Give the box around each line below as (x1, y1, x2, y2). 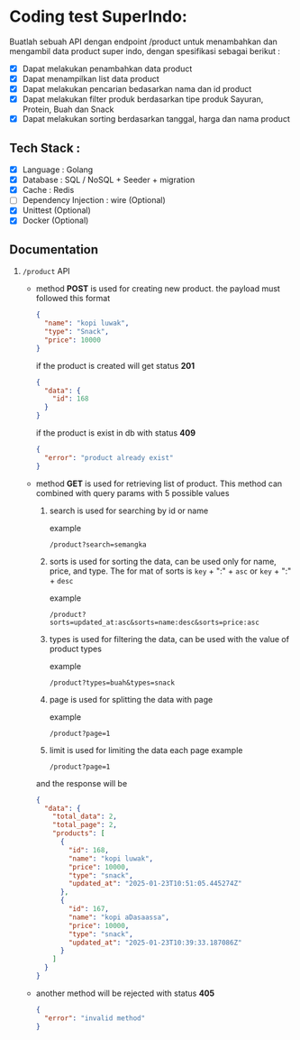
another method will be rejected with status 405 (35, 988, 214, 999)
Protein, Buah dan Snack (22, 104, 114, 115)
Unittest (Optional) (22, 205, 92, 216)
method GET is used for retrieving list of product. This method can (35, 478, 283, 489)
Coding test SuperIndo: (9, 6, 187, 27)
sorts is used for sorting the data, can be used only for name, (49, 556, 277, 566)
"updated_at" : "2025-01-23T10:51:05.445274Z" (68, 879, 242, 888)
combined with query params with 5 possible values (35, 487, 230, 498)
